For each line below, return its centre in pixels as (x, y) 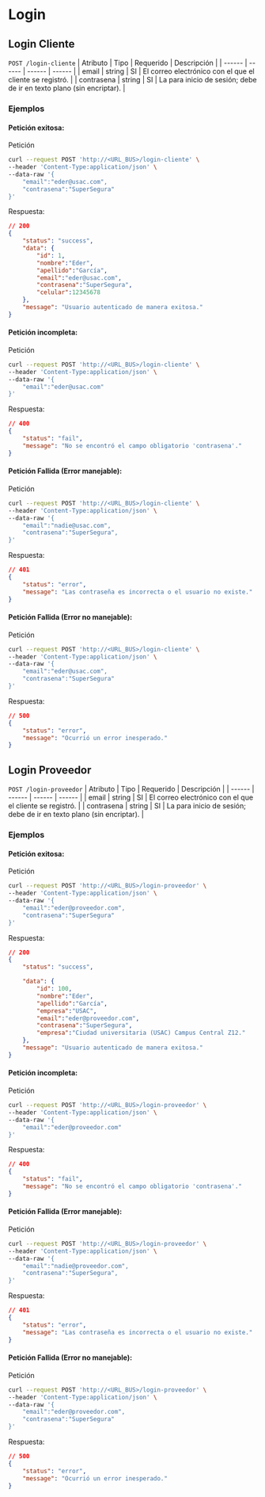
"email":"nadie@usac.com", (67, 525)
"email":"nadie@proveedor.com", (76, 1266)
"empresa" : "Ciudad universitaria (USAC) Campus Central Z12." (141, 1033)
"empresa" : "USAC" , (67, 1011)
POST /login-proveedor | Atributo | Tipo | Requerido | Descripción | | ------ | (131, 789)
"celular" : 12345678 (69, 292)
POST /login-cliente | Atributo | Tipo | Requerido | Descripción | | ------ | (128, 63)
